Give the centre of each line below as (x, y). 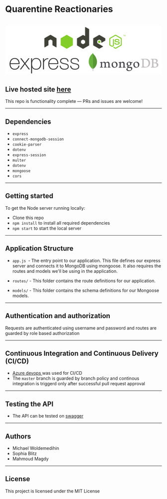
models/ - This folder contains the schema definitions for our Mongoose (86, 290)
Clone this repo (28, 218)
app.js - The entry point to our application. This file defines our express (86, 260)
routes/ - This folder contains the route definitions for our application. (84, 281)
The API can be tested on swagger (48, 416)
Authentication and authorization (58, 316)
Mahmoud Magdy (30, 459)
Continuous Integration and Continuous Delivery (82, 353)
